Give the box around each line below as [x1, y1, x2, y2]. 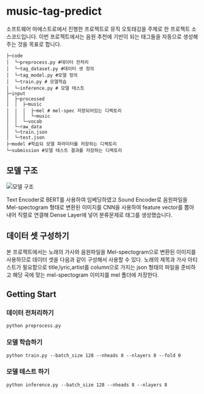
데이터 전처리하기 [6, 308, 54, 317]
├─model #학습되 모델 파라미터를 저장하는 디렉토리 [6, 140, 117, 147]
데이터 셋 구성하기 [6, 231, 69, 241]
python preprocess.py [6, 323, 62, 329]
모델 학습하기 [6, 338, 43, 346]
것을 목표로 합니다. [17, 40, 62, 48]
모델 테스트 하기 [6, 368, 50, 376]
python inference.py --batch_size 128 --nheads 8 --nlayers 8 [6, 382, 167, 388]
